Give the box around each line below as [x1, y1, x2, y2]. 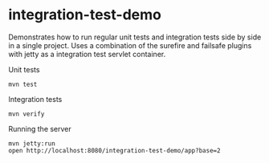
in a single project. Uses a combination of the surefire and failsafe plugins [8, 40, 252, 50]
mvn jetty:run [8, 139, 56, 148]
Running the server [8, 124, 72, 133]
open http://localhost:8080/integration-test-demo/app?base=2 [8, 146, 221, 154]
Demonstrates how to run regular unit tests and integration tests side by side [8, 32, 262, 42]
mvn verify [8, 110, 45, 118]
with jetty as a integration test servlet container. [8, 49, 166, 59]
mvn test [8, 80, 38, 88]
